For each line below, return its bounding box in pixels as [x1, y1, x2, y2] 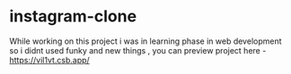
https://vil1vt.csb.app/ [9, 54, 90, 65]
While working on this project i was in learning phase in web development [9, 36, 282, 46]
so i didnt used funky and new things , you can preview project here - [9, 45, 267, 55]
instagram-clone [9, 6, 137, 27]
